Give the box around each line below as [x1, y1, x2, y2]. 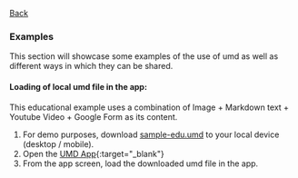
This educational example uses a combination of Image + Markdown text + [9, 102, 289, 113]
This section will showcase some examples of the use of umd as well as [9, 51, 279, 62]
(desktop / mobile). [22, 138, 94, 149]
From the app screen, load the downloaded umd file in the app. [22, 158, 259, 169]
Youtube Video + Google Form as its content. [9, 111, 178, 122]
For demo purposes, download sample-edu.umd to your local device [22, 129, 280, 140]
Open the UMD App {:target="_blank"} [22, 148, 165, 159]
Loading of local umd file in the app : [9, 81, 148, 92]
